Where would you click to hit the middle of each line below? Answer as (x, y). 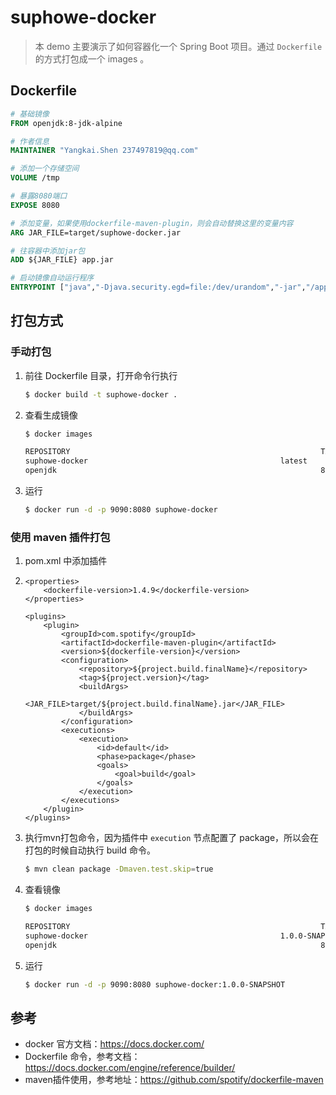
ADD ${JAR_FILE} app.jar (62, 260)
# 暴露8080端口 (39, 196)
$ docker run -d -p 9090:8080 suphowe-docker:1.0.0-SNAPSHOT (155, 984)
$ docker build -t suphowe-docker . (101, 394)
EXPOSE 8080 (35, 205)
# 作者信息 (30, 141)
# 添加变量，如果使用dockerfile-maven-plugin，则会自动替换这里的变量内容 (152, 223)
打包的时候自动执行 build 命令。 (90, 850)
